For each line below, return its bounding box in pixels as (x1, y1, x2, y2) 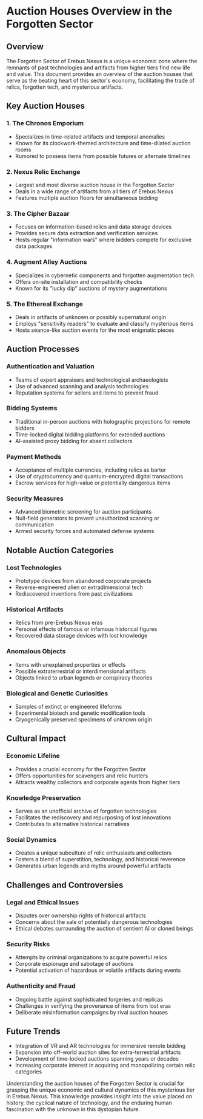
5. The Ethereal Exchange (6, 300, 83, 308)
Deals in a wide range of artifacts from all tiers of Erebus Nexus (15, 187, 174, 195)
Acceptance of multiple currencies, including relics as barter (15, 466, 167, 473)
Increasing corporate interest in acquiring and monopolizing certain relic (15, 1062, 196, 1069)
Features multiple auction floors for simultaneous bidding (15, 194, 158, 201)
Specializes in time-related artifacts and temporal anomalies (15, 133, 165, 140)
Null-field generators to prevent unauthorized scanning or (15, 515, 159, 522)
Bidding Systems (6, 404, 58, 413)
